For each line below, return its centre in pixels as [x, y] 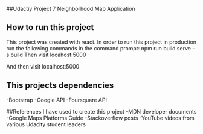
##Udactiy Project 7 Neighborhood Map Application [71, 9]
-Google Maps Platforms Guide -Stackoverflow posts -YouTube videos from [100, 118]
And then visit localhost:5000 [43, 66]
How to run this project [50, 27]
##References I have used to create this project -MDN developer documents [101, 111]
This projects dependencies [60, 86]
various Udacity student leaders [46, 124]
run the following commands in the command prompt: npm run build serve [99, 48]
